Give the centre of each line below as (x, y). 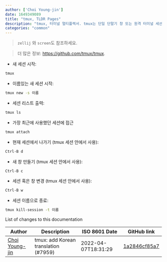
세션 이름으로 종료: (30, 200)
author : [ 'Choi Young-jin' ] (34, 10)
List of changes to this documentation (44, 219)
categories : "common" (28, 28)
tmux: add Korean (55, 240)
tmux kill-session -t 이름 (32, 210)
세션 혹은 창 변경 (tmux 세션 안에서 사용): (52, 181)
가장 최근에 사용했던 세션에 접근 (43, 123)
